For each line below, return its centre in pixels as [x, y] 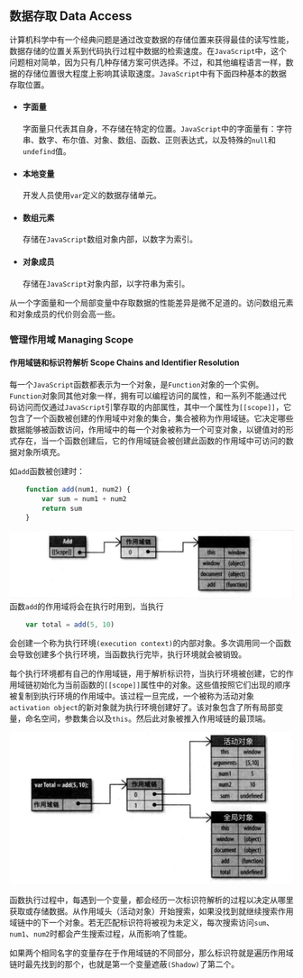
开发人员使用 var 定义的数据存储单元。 [92, 196]
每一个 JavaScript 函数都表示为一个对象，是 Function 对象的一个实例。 [137, 384]
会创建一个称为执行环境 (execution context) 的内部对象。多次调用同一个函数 [151, 644]
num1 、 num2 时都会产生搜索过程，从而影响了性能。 [101, 934]
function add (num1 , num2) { [78, 489]
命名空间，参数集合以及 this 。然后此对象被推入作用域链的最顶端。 [147, 718]
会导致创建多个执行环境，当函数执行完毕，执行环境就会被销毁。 [128, 654]
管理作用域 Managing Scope [71, 339]
